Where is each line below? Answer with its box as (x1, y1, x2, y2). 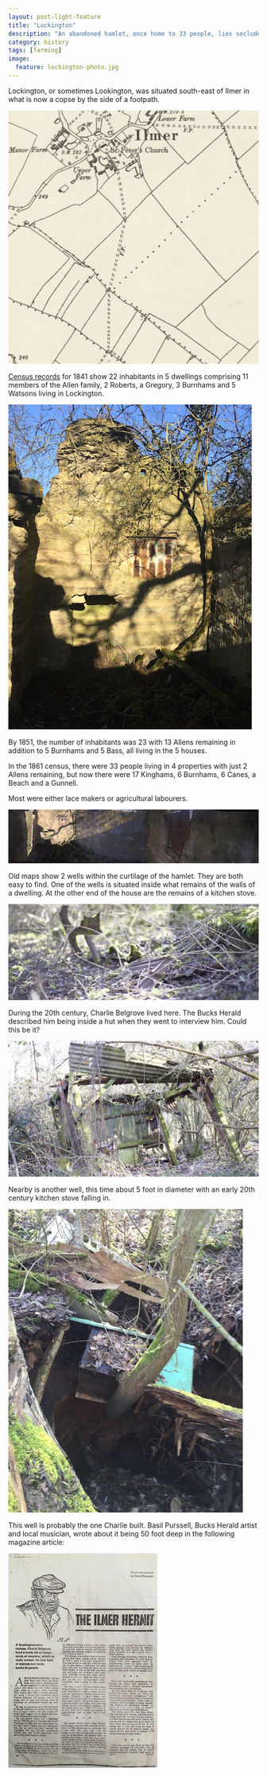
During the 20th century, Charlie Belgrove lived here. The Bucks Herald (8, 1008, 242, 1017)
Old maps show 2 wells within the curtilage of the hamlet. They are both (8, 872, 244, 881)
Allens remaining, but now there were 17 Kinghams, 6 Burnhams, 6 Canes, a (8, 770, 257, 779)
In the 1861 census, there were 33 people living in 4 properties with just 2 (8, 761, 248, 771)
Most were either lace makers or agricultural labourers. (8, 794, 188, 803)
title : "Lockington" (8, 21, 77, 29)
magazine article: (8, 1537, 65, 1548)
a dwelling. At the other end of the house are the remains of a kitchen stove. (8, 888, 257, 898)
